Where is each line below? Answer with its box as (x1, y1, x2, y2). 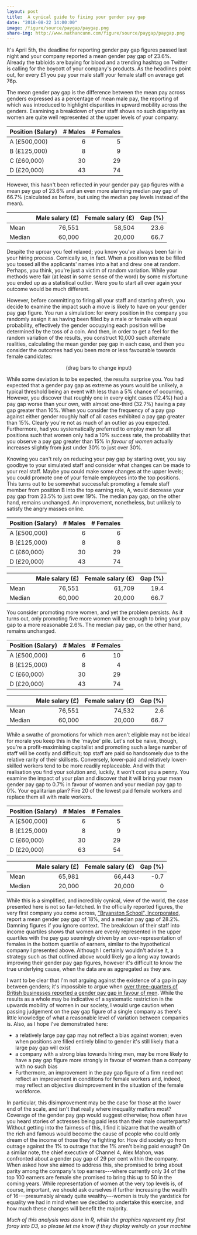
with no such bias (15, 1063, 58, 1070)
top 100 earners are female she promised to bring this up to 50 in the (6, 1174, 172, 1181)
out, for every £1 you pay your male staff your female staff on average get (6, 71, 184, 79)
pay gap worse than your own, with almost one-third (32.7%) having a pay (6, 401, 186, 408)
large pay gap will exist (15, 1044, 71, 1052)
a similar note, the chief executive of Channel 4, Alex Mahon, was (6, 1149, 164, 1156)
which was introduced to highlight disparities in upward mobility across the (6, 101, 187, 108)
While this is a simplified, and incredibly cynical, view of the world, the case (6, 897, 189, 904)
